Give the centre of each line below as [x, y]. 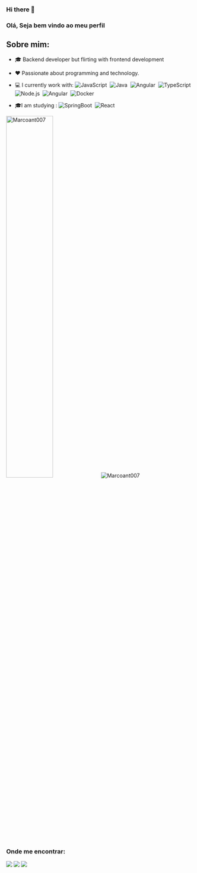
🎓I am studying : [36, 105]
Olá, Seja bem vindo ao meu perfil [55, 25]
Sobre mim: [28, 45]
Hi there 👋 [21, 9]
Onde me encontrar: [36, 851]
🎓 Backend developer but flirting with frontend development [89, 59]
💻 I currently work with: [44, 85]
